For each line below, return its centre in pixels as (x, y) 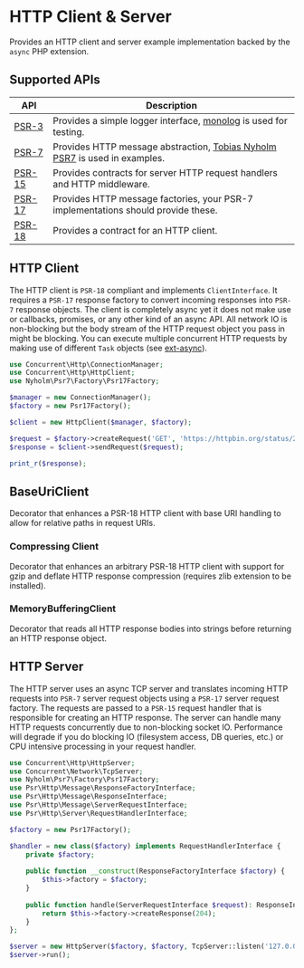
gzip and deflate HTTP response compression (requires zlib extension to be (151, 576)
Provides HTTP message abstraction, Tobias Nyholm (165, 147)
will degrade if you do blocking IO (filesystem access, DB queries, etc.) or (147, 736)
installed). (28, 585)
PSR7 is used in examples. (109, 158)
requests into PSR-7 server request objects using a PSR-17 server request (144, 698)
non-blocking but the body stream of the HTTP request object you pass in (147, 329)
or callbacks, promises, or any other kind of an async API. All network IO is (148, 319)
